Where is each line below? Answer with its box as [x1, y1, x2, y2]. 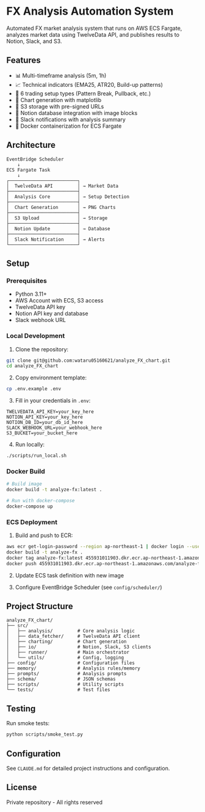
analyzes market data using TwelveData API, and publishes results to [6, 31, 180, 38]
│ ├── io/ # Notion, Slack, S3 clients [6, 644, 151, 650]
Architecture [6, 140, 56, 150]
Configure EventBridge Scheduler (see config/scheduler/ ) [15, 583, 163, 591]
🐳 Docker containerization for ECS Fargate [15, 122, 122, 130]
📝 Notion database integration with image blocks [15, 109, 138, 117]
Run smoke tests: [6, 720, 50, 727]
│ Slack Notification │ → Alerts [6, 236, 105, 243]
